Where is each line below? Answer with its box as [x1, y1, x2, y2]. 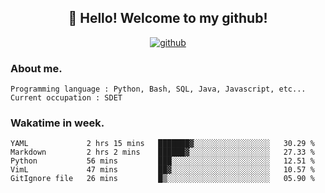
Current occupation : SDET [10, 93, 123, 103]
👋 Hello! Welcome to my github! [68, 10, 268, 27]
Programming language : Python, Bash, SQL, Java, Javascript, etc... [10, 84, 307, 95]
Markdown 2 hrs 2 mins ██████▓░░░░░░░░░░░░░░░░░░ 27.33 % [10, 147, 315, 158]
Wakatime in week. [10, 116, 105, 130]
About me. [10, 61, 63, 75]
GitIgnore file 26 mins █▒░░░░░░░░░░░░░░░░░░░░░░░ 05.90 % [10, 174, 315, 184]
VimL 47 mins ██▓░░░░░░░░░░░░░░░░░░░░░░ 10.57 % [10, 165, 315, 175]
